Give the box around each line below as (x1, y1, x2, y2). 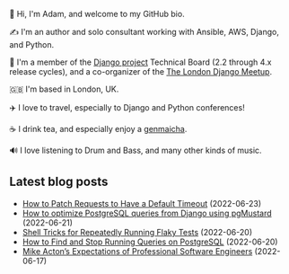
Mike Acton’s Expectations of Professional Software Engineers (22, 245, 253, 256)
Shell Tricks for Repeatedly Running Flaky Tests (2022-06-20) (22, 226, 253, 237)
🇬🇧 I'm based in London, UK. (9, 84, 119, 94)
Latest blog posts (9, 174, 109, 190)
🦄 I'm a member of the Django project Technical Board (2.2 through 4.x (9, 57, 272, 67)
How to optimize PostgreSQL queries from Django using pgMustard (22, 208, 272, 218)
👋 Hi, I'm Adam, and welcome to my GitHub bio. (9, 9, 186, 19)
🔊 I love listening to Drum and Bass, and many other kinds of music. (9, 145, 262, 155)
